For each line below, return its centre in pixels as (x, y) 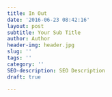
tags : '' (19, 58)
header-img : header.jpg (41, 45)
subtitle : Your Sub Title (44, 32)
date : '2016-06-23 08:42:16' (48, 20)
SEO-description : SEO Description (56, 70)
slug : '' (19, 52)
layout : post (26, 26)
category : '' (26, 64)
